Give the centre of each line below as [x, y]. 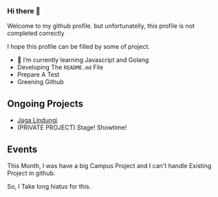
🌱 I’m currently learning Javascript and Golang [83, 60]
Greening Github [40, 82]
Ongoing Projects [45, 104]
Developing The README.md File [60, 68]
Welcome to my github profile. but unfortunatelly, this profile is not [101, 26]
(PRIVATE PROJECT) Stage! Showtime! [72, 127]
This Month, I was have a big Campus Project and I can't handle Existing [109, 165]
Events [22, 149]
